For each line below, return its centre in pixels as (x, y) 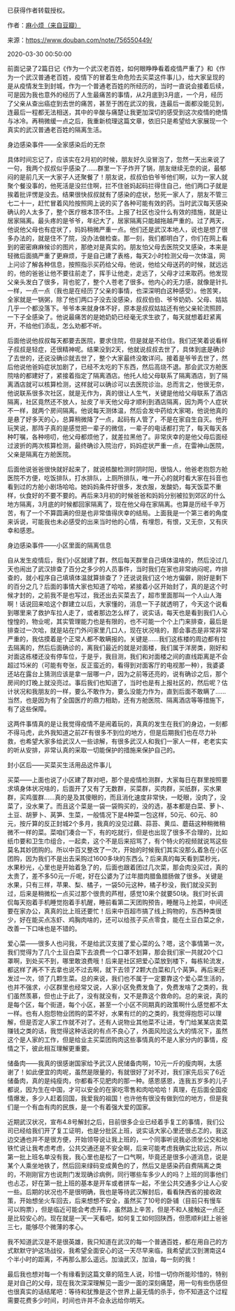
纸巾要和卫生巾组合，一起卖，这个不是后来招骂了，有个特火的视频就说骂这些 (117, 841)
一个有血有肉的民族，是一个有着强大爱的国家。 (87, 1107)
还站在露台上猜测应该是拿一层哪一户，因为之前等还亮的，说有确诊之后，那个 (117, 674)
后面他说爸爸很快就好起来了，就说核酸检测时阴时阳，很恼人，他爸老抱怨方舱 (117, 469)
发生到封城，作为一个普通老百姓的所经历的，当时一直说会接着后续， (129, 86)
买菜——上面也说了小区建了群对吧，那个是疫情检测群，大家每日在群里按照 (114, 780)
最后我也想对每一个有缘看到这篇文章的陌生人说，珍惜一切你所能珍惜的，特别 (117, 1274)
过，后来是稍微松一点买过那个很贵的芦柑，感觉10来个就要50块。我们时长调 (115, 893)
